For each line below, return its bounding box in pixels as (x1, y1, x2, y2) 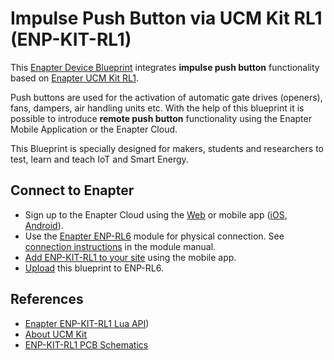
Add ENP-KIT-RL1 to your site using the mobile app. (24, 251, 237, 263)
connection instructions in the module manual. (24, 240, 217, 252)
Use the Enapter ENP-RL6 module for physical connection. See (24, 230, 285, 242)
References (10, 291, 84, 308)
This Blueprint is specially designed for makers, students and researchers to (10, 142, 324, 154)
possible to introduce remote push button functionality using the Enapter (10, 112, 312, 124)
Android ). (24, 219, 64, 231)
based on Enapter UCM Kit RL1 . (10, 72, 139, 84)
